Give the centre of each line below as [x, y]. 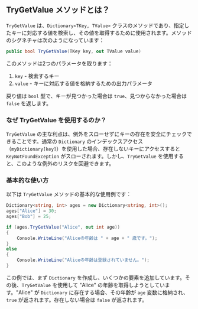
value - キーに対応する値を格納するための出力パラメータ [83, 83]
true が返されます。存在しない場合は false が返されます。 [77, 300]
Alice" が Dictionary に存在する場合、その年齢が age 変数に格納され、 [103, 292]
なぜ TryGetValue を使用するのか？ [56, 120]
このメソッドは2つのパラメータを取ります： [60, 63]
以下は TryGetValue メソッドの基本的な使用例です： [69, 194]
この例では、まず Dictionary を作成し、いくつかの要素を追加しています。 [95, 277]
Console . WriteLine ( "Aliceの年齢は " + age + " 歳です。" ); [87, 238]
